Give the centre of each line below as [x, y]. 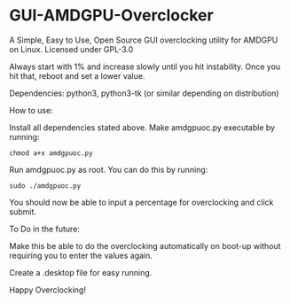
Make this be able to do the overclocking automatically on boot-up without [145, 246]
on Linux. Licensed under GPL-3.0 [71, 49]
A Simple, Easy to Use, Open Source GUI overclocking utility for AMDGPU [144, 40]
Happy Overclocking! [48, 290]
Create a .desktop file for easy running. [81, 272]
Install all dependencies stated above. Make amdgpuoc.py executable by [142, 127]
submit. [23, 211]
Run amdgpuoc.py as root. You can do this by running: [109, 169]
